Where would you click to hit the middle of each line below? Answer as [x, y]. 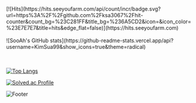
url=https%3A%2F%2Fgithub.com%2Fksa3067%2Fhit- [75, 15]
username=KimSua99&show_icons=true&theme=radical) [76, 47]
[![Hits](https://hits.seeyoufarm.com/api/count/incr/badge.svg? [83, 9]
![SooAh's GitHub [27, 40]
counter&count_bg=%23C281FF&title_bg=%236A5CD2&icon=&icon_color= [99, 21]
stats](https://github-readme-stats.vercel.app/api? [112, 40]
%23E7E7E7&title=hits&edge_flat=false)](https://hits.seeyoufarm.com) [92, 28]
